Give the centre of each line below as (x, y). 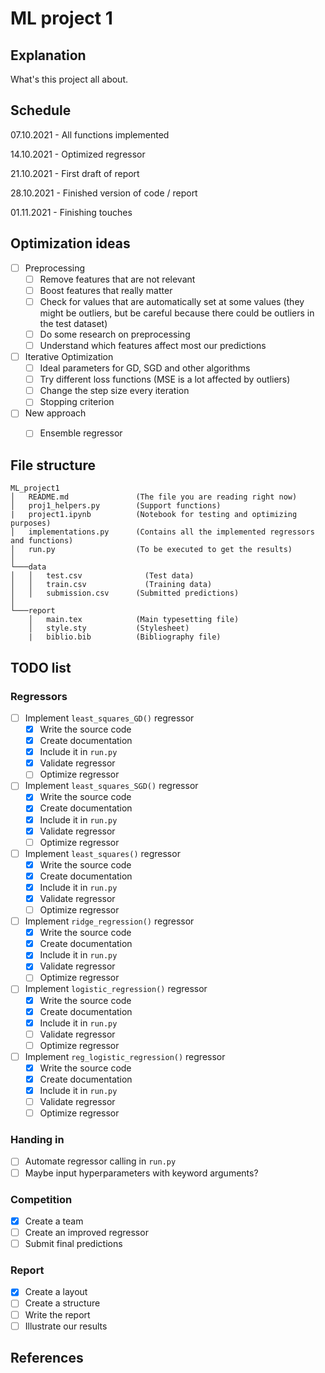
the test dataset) (73, 323)
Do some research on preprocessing (115, 334)
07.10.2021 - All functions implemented (90, 134)
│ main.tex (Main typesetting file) (134, 620)
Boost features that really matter (106, 290)
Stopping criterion (77, 402)
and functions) (42, 541)
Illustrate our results (66, 1326)
